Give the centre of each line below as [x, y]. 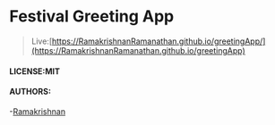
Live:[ [41, 41]
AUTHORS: [30, 92]
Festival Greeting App [92, 17]
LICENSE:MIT [35, 71]
